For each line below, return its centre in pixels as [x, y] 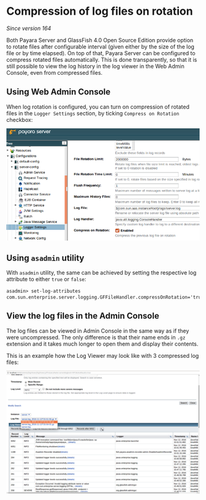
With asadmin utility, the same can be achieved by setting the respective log [101, 272]
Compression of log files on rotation [100, 11]
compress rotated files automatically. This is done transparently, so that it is [102, 59]
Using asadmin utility [45, 258]
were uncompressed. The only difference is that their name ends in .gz [96, 337]
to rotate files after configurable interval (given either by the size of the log [101, 47]
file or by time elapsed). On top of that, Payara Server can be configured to [101, 53]
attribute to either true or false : [46, 279]
